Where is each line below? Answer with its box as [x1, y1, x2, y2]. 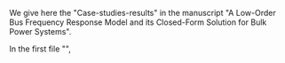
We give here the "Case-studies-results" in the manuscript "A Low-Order [9, 8, 277, 18]
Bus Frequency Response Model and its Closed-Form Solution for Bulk [9, 17, 267, 28]
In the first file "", [9, 43, 71, 54]
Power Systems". [9, 27, 72, 36]
